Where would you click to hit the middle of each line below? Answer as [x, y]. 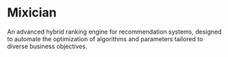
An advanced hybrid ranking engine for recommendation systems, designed [114, 32]
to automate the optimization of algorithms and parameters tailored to [105, 38]
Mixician [32, 13]
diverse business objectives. [47, 46]
